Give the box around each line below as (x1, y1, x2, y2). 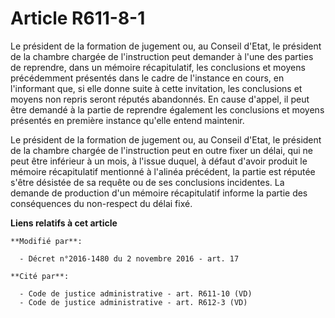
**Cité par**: (10, 271, 70, 281)
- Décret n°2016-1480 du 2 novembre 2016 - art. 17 (19, 253, 240, 264)
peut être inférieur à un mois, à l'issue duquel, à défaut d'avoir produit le (10, 155, 308, 167)
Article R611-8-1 (10, 7, 146, 30)
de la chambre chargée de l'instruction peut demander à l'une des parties (10, 50, 314, 62)
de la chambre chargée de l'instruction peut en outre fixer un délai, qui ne (10, 144, 314, 156)
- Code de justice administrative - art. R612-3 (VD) (19, 297, 248, 307)
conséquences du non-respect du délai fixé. (10, 197, 193, 209)
